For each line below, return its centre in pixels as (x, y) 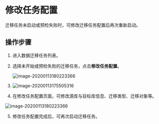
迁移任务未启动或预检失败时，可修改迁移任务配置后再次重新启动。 (73, 25)
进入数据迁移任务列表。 (36, 55)
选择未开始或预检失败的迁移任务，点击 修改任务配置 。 (67, 66)
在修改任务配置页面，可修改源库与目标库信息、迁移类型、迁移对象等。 (84, 96)
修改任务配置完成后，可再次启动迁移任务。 (56, 116)
